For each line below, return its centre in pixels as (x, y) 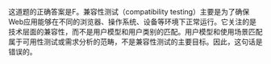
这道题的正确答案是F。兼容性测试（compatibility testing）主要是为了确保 (129, 12)
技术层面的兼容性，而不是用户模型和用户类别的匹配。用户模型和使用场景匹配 (135, 32)
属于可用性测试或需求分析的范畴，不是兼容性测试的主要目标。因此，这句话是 (135, 42)
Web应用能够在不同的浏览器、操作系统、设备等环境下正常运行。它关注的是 (132, 22)
